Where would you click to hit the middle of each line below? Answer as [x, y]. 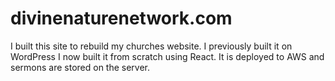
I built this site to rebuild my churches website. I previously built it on [151, 46]
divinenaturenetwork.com [121, 18]
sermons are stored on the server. [80, 67]
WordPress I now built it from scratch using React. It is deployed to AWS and [167, 56]
